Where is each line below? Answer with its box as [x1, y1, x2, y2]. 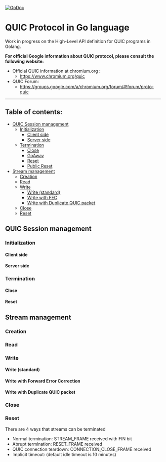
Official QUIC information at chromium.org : [12, 68, 101, 74]
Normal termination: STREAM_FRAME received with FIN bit [12, 435, 132, 442]
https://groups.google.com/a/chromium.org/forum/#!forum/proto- [19, 84, 154, 89]
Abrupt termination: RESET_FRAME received [12, 441, 103, 447]
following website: [5, 58, 44, 64]
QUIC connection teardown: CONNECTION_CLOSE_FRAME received [12, 446, 152, 452]
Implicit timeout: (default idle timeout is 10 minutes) [12, 451, 117, 457]
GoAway [27, 152, 44, 158]
